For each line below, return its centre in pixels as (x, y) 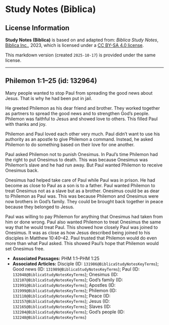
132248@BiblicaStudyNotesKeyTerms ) (49, 317)
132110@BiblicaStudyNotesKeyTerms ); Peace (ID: (61, 296)
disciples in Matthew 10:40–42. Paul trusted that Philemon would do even (81, 238)
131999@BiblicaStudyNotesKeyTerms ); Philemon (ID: (65, 290)
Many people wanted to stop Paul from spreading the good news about (79, 93)
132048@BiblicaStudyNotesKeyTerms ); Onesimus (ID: (65, 274)
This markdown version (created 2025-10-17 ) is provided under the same (80, 55)
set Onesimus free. (25, 249)
